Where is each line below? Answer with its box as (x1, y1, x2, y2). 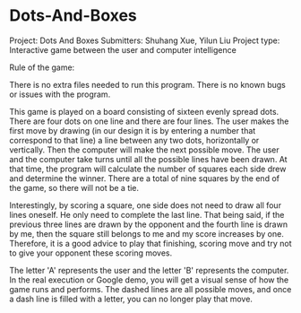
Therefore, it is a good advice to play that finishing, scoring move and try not (9, 238, 292, 248)
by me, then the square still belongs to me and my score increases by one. (9, 228, 284, 239)
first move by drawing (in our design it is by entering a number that (9, 125, 256, 135)
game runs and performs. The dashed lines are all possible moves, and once (9, 283, 292, 294)
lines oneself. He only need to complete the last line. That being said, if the (9, 209, 285, 220)
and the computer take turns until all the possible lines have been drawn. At (9, 153, 288, 164)
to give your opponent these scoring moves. (9, 248, 173, 258)
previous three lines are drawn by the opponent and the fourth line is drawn (9, 219, 288, 230)
